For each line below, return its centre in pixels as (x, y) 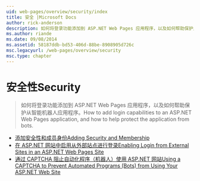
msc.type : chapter (29, 56)
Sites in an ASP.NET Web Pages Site (59, 152)
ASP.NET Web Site (37, 172)
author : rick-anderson (34, 23)
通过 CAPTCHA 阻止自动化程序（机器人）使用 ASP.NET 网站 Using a (98, 159)
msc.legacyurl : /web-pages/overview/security (63, 51)
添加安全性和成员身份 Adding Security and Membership (82, 138)
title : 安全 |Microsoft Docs (41, 17)
